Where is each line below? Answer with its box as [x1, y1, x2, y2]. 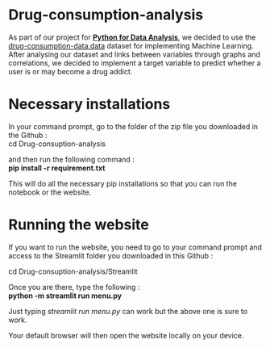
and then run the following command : [8, 154, 135, 164]
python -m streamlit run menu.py [8, 291, 123, 300]
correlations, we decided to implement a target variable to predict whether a [8, 58, 261, 68]
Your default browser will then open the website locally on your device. [8, 330, 244, 340]
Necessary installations [8, 95, 171, 114]
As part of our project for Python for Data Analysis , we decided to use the [8, 32, 256, 42]
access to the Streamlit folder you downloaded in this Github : [8, 250, 214, 260]
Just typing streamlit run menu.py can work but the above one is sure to [8, 306, 248, 316]
